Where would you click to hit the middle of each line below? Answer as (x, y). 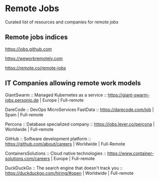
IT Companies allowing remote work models (73, 83)
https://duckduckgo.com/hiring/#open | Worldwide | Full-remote (69, 173)
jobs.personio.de (22, 100)
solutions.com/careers (27, 158)
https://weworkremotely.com (34, 58)
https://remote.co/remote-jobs (36, 68)
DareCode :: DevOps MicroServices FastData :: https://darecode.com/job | (79, 109)
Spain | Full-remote (24, 114)
